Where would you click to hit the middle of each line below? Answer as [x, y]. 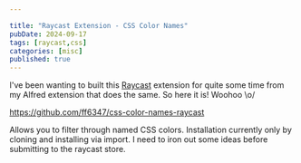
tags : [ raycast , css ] [49, 43]
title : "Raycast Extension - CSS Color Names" [99, 25]
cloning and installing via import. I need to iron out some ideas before [139, 139]
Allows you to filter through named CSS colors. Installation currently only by [151, 130]
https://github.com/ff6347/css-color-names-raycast [107, 112]
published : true [40, 60]
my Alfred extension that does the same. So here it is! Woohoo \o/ [132, 95]
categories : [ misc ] [46, 51]
